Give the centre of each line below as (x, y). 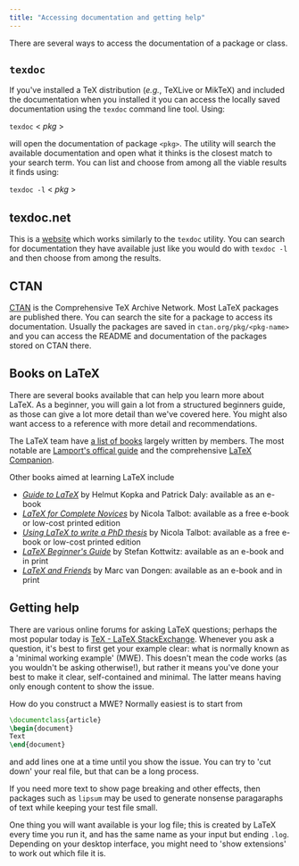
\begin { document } (42, 729)
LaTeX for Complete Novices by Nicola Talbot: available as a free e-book (156, 513)
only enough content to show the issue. (82, 686)
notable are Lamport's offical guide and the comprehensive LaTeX (131, 450)
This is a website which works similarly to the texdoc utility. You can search (147, 239)
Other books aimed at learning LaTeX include (92, 477)
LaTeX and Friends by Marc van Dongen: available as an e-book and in (152, 570)
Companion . (32, 460)
